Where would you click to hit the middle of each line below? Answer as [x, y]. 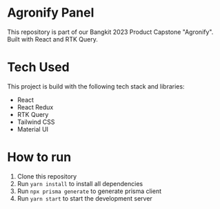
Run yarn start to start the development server [85, 198]
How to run [39, 157]
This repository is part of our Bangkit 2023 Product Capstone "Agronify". [110, 32]
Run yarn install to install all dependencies [80, 183]
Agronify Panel [51, 13]
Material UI [33, 129]
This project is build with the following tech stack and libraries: [96, 86]
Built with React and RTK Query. [53, 39]
